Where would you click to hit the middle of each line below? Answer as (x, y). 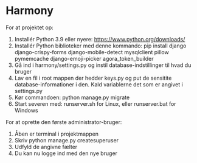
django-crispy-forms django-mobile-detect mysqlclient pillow (92, 52)
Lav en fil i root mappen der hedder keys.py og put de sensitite (93, 78)
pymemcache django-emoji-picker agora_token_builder (84, 58)
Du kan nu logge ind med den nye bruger (66, 153)
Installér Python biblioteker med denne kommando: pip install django (100, 46)
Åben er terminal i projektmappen (56, 134)
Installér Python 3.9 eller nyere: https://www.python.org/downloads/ (100, 39)
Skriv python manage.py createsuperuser (67, 140)
